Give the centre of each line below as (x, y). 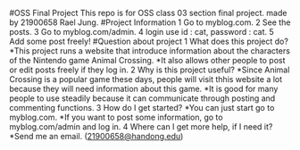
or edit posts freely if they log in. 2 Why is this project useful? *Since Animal (150, 70)
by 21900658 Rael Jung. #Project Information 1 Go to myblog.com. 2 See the (150, 22)
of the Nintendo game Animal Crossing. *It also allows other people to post (147, 60)
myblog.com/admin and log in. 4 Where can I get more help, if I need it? (141, 127)
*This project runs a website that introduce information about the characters (150, 51)
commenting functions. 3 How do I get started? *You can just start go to (142, 108)
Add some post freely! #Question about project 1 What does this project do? (149, 41)
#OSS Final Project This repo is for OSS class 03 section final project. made (148, 13)
